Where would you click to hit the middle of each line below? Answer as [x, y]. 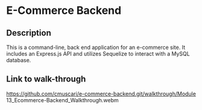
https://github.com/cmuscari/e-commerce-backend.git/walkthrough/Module [101, 94]
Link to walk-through [46, 79]
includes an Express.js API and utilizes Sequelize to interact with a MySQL [98, 54]
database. [19, 60]
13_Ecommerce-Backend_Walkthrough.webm [62, 100]
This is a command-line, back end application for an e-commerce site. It [96, 47]
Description [29, 33]
